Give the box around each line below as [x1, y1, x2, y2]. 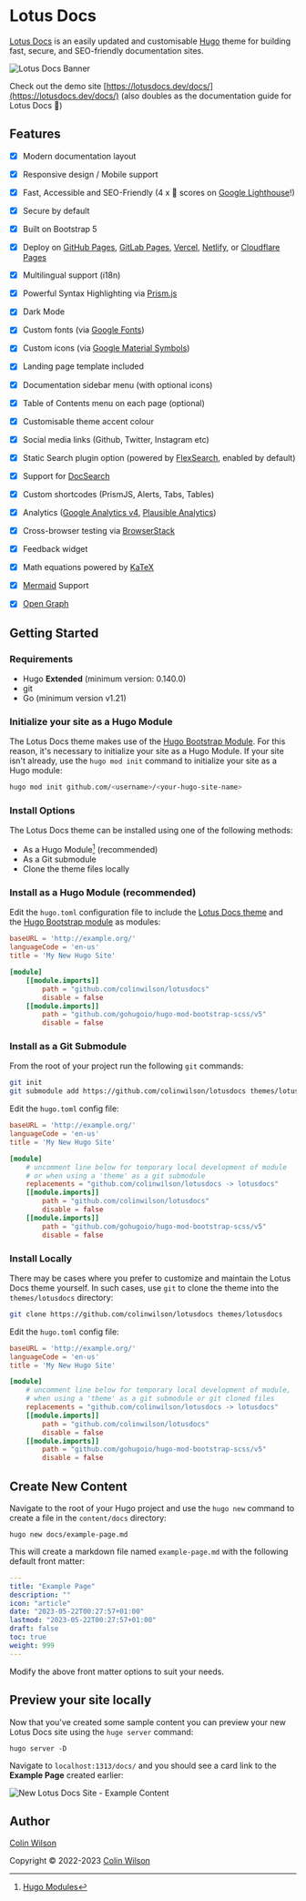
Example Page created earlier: [9, 1769, 125, 1781]
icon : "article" [9, 1599, 71, 1608]
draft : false [9, 1624, 59, 1633]
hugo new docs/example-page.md [9, 1529, 128, 1539]
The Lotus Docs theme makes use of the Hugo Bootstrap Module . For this [9, 736, 286, 747]
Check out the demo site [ [9, 80, 107, 91]
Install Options [9, 804, 76, 817]
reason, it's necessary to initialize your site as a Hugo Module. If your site [9, 746, 284, 757]
